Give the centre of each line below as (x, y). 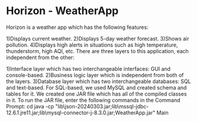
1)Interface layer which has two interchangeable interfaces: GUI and (88, 68)
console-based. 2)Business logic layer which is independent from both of (95, 75)
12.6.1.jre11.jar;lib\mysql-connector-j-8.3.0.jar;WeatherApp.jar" (81, 113)
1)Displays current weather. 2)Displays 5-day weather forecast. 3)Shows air (98, 38)
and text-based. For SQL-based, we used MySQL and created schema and (96, 87)
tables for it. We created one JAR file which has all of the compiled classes (96, 94)
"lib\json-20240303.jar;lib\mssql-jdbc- (102, 106)
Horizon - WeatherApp (62, 11)
